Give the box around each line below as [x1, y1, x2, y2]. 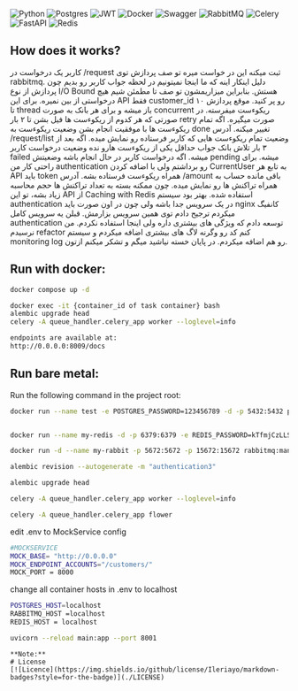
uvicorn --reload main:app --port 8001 [10, 633, 157, 642]
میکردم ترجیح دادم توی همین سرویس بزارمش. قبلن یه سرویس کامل [10, 208, 235, 219]
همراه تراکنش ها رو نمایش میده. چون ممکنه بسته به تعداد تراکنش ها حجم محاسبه [10, 180, 278, 190]
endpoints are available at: [10, 334, 118, 342]
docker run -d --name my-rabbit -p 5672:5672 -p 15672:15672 [10, 447, 241, 456]
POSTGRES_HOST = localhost [10, 602, 102, 610]
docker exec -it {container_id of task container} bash [10, 301, 220, 310]
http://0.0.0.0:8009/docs [10, 342, 105, 350]
